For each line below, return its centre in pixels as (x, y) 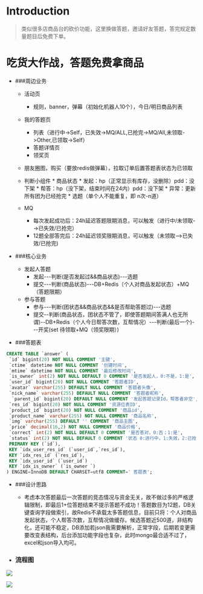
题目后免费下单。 (48, 36)
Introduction (38, 11)
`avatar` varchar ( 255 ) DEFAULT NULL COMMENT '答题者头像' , (82, 388)
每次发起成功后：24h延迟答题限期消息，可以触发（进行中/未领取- (114, 220)
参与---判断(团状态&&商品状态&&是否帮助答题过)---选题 (102, 306)
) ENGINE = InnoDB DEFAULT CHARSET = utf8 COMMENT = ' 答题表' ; (79, 472)
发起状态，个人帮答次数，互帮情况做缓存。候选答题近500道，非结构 (108, 520)
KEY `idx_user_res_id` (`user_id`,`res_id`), (67, 449)
